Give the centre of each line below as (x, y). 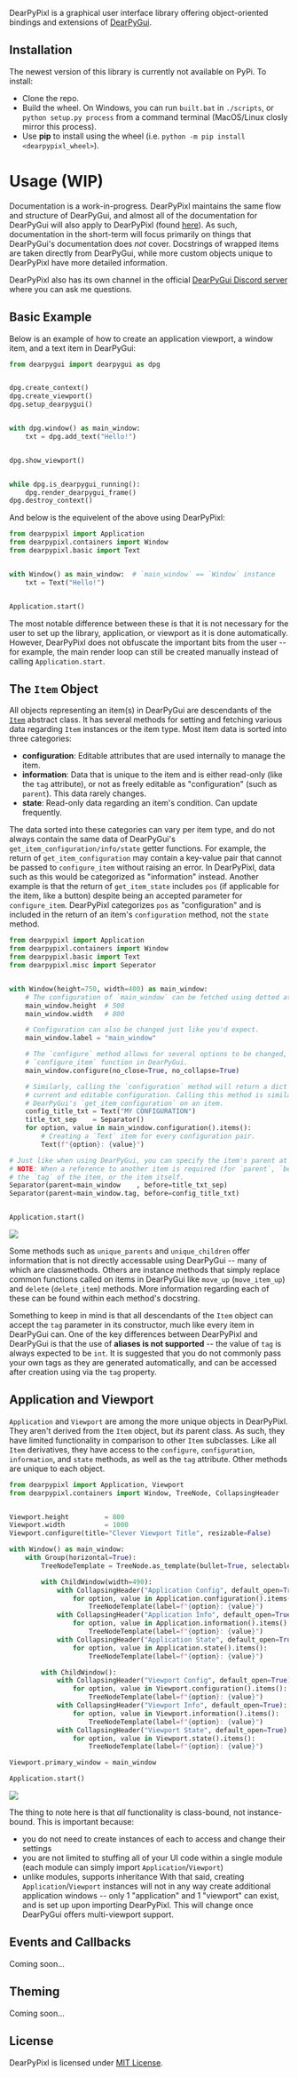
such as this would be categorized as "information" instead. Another (134, 877)
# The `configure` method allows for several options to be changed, (157, 1054)
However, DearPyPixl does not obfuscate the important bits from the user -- (148, 642)
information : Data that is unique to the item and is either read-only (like (152, 775)
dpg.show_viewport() (47, 460)
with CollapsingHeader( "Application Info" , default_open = (166, 1615)
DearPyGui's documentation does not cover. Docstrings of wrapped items (144, 243)
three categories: (41, 739)
